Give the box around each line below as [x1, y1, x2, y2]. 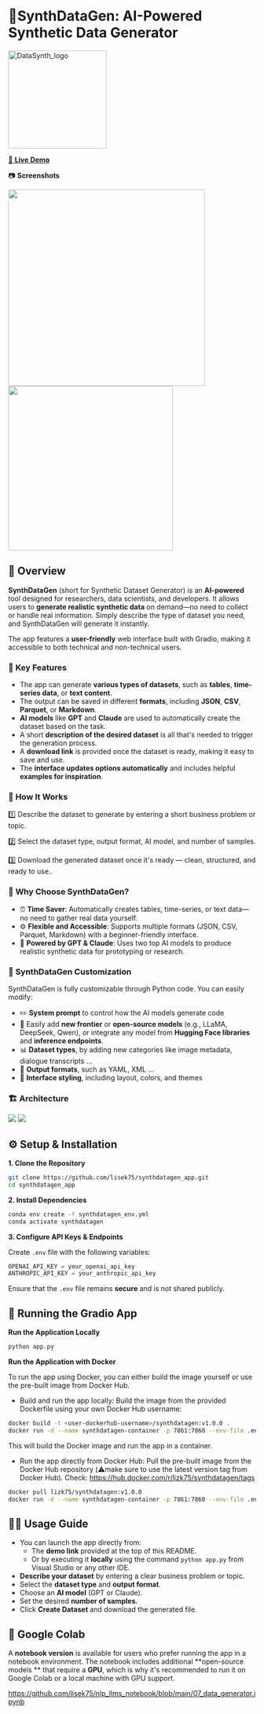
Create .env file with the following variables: [8, 1247, 151, 1256]
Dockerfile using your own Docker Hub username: [19, 1403, 182, 1414]
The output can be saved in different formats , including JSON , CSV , [19, 697, 241, 706]
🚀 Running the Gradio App [8, 1307, 137, 1320]
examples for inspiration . [19, 772, 104, 782]
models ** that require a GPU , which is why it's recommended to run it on [8, 1665, 246, 1675]
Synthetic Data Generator [8, 24, 178, 42]
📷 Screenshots [8, 171, 60, 180]
